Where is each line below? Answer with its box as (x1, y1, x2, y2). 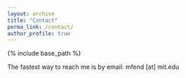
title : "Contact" (7, 17, 58, 24)
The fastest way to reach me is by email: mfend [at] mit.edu (7, 63, 180, 71)
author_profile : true (7, 30, 71, 37)
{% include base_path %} (7, 49, 81, 58)
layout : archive (7, 10, 55, 18)
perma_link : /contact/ (7, 23, 74, 30)
